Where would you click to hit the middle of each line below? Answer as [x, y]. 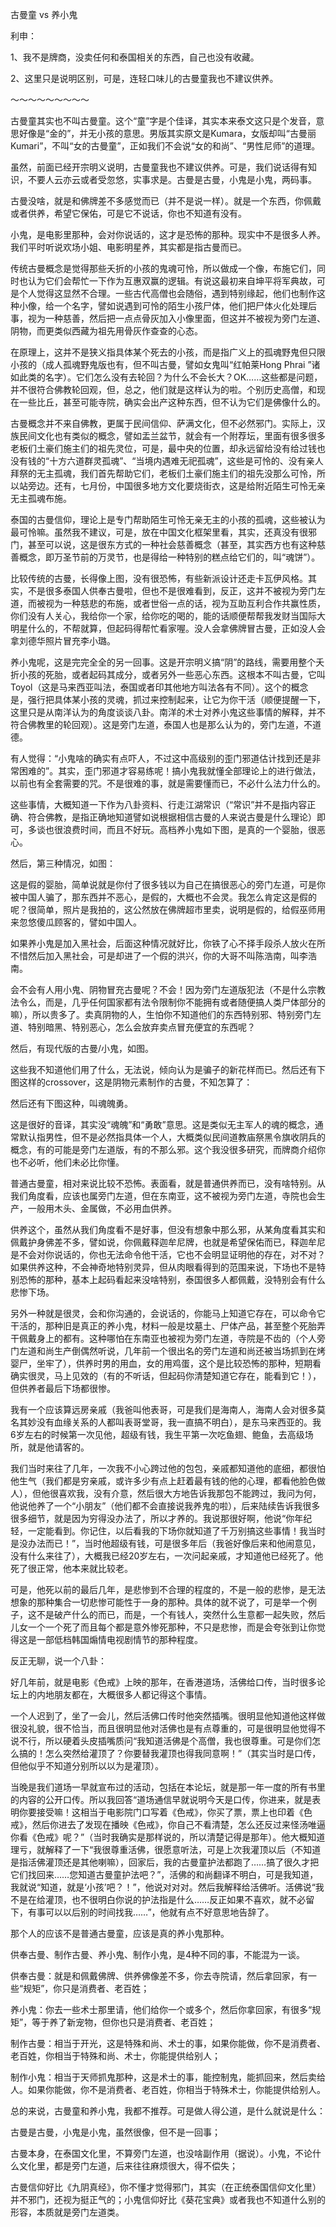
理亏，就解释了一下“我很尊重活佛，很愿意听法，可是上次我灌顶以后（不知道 [166, 1849]
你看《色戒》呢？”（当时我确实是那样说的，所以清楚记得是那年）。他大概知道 [168, 1837]
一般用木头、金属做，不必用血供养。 [102, 1208]
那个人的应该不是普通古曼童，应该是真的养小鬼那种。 [120, 1933]
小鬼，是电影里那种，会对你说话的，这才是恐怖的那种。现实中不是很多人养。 [168, 234]
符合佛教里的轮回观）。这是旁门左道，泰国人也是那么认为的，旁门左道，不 [161, 724]
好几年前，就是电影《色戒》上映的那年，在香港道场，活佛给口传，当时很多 [163, 1682]
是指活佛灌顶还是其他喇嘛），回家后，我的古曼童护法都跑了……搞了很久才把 [165, 1862]
